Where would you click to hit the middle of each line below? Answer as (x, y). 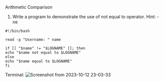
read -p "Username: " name (33, 40)
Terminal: (15, 75)
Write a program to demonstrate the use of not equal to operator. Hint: (84, 17)
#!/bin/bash (17, 31)
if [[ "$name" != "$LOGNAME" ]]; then (45, 48)
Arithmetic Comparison (29, 7)
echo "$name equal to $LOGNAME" (39, 61)
